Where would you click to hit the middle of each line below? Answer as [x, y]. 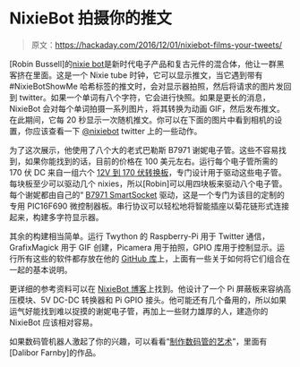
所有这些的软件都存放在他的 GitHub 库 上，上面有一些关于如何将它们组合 [150, 258]
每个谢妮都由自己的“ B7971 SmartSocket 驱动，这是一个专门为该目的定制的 [147, 194]
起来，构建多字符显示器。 [56, 217]
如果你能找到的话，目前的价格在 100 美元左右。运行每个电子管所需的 [151, 161]
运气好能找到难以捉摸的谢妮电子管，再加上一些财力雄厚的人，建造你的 [139, 311]
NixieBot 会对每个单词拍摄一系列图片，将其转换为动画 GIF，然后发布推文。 [147, 108]
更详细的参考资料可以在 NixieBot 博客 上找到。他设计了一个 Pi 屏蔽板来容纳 [146, 288]
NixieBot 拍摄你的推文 [91, 18]
